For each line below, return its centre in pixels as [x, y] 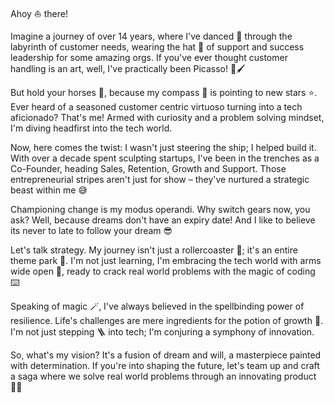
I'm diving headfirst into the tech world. [91, 128]
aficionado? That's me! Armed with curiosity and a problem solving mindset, [167, 117]
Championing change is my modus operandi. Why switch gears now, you [160, 209]
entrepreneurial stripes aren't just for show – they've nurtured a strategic [160, 179]
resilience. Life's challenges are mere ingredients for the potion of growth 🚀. [167, 320]
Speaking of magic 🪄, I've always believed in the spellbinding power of [157, 306]
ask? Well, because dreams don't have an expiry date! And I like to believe [163, 220]
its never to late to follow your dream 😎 [91, 230]
